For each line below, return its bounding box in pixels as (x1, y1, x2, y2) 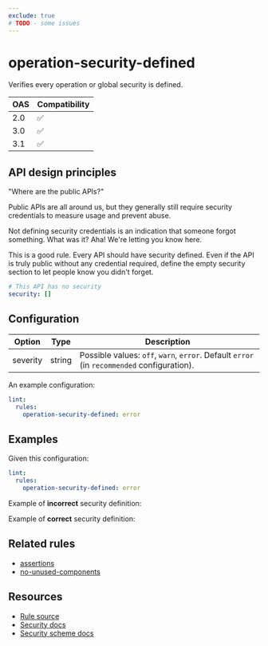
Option (14, 336, 41, 347)
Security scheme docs (19, 628, 94, 638)
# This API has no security (8, 283, 102, 291)
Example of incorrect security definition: (8, 498, 142, 508)
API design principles (8, 165, 117, 179)
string (50, 354, 73, 365)
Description (144, 336, 191, 347)
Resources (8, 590, 63, 604)
